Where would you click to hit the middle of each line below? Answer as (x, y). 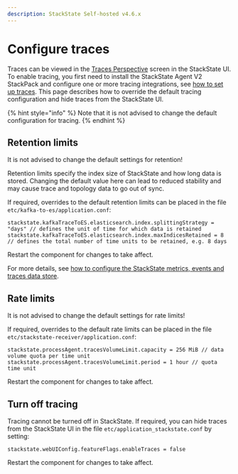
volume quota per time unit (49, 356)
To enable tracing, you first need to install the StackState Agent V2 (105, 76)
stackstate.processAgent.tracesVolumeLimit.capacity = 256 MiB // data (115, 350)
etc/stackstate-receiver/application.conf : (72, 337)
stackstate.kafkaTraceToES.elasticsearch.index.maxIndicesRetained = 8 (115, 235)
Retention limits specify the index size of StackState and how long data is (114, 173)
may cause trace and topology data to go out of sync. (86, 188)
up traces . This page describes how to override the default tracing (104, 91)
